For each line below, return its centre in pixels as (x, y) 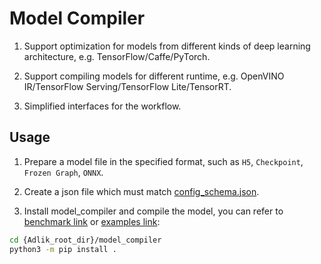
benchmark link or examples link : (92, 221)
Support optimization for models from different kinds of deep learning (167, 46)
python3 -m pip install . (63, 249)
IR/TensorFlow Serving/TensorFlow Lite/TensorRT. (127, 86)
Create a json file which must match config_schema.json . (141, 191)
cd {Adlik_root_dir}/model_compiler (85, 240)
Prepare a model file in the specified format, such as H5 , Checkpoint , (163, 161)
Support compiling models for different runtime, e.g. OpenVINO (154, 76)
